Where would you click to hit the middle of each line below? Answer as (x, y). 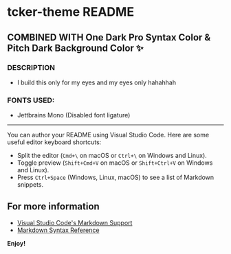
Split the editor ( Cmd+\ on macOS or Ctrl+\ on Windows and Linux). (112, 156)
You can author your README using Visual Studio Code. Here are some (108, 135)
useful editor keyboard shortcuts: (54, 142)
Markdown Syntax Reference (58, 230)
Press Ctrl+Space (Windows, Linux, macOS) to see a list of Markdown (115, 177)
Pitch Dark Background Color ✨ (76, 48)
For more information (53, 206)
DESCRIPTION (31, 67)
